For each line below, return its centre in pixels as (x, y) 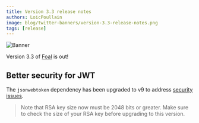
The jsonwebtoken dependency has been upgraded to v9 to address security (99, 90)
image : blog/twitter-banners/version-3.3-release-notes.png (82, 23)
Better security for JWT (51, 75)
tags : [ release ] (26, 28)
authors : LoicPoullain (34, 17)
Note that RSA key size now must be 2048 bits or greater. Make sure (105, 108)
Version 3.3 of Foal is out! (37, 56)
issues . (15, 96)
